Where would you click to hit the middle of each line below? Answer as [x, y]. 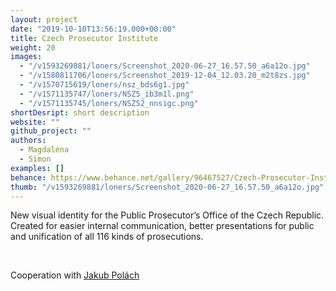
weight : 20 [33, 47]
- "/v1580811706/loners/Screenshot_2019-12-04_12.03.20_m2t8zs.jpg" [165, 76]
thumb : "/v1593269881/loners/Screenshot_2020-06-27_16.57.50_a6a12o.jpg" [167, 187]
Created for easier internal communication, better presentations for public [162, 226]
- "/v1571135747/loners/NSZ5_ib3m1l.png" [107, 94]
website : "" [35, 122]
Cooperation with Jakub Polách [75, 275]
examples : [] [37, 168]
